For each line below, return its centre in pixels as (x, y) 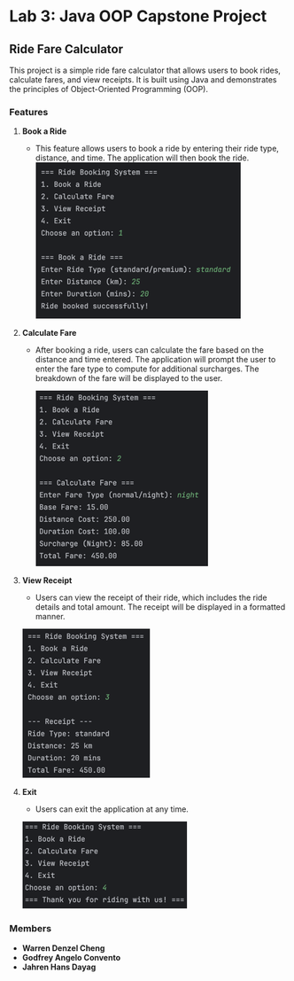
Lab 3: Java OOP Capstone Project (138, 16)
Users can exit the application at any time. (112, 809)
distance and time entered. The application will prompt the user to (155, 360)
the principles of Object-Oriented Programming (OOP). (108, 89)
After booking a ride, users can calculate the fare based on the (149, 350)
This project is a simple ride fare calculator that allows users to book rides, (145, 70)
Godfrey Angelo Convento (71, 957)
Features (29, 112)
